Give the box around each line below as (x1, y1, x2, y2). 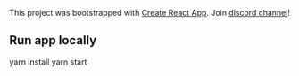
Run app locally (9, 33, 97, 48)
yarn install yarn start (9, 57, 87, 67)
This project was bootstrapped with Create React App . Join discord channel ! (9, 8, 290, 18)
